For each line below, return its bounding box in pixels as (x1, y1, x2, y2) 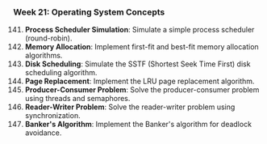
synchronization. (24, 111, 81, 121)
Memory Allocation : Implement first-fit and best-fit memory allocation (24, 42, 259, 52)
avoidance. (24, 128, 62, 138)
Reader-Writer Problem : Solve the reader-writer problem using (24, 102, 236, 112)
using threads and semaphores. (24, 94, 131, 104)
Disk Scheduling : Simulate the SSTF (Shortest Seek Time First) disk (24, 59, 251, 69)
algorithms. (24, 51, 63, 61)
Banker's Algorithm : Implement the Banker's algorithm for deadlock (24, 120, 252, 129)
